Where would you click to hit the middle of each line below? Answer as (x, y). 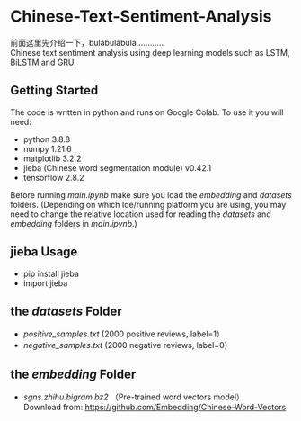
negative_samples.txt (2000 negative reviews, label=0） (128, 345)
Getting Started (54, 90)
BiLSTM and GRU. (44, 62)
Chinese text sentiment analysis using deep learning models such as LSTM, (150, 52)
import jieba (45, 283)
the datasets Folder (66, 311)
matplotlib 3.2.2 (52, 158)
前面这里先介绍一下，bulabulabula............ (87, 42)
